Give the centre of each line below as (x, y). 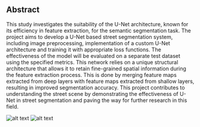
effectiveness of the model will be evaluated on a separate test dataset (93, 55)
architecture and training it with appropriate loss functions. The (84, 49)
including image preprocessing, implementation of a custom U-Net (88, 43)
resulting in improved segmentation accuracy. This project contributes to (96, 87)
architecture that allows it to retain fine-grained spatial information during (96, 69)
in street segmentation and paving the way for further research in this (102, 100)
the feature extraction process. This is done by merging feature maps (92, 75)
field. (13, 106)
